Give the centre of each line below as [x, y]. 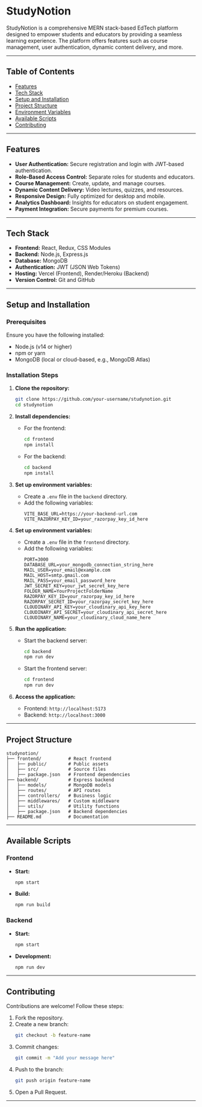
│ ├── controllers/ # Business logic [59, 796]
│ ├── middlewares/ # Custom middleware [63, 801]
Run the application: [41, 628]
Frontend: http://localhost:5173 [65, 709]
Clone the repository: [42, 388]
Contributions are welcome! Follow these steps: [65, 1006]
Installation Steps [32, 375]
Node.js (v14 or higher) [43, 347]
